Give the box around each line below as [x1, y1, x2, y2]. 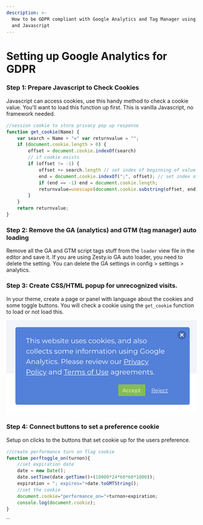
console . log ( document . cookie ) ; [17, 500, 96, 506]
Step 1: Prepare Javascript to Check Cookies [6, 83, 140, 92]
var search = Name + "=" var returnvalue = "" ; [17, 135, 139, 141]
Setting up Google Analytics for [6, 49, 167, 63]
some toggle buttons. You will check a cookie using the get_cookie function [6, 302, 195, 309]
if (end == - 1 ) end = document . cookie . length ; [38, 180, 158, 186]
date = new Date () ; [17, 468, 66, 474]
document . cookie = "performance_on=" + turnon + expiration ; [17, 493, 158, 499]
